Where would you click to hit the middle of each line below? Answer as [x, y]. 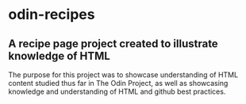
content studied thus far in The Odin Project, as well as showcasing [118, 83]
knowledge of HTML [60, 56]
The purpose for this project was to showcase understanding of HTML [123, 75]
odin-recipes [52, 15]
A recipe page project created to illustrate [113, 44]
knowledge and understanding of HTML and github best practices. [117, 91]
